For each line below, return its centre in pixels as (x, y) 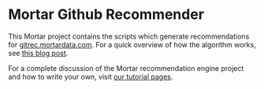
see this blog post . (38, 53)
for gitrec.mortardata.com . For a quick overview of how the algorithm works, (132, 44)
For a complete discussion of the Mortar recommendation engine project (126, 68)
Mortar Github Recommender (106, 15)
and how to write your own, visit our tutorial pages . (91, 76)
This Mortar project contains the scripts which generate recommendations (129, 36)
